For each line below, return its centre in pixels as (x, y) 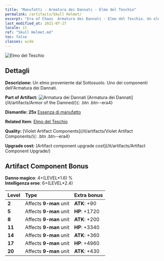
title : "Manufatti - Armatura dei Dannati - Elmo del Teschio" (71, 10)
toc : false (16, 37)
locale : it (16, 28)
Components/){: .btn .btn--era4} (38, 136)
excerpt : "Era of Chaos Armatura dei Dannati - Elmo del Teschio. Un (78, 19)
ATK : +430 (87, 251)
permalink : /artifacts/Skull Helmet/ (43, 14)
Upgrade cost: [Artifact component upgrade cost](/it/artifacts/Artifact (75, 145)
